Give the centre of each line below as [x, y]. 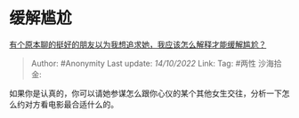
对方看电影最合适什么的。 [71, 104]
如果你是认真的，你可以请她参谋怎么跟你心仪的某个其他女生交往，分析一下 [145, 93]
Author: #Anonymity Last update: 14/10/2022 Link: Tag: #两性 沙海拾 [156, 63]
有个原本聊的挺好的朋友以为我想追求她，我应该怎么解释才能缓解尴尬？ [138, 44]
